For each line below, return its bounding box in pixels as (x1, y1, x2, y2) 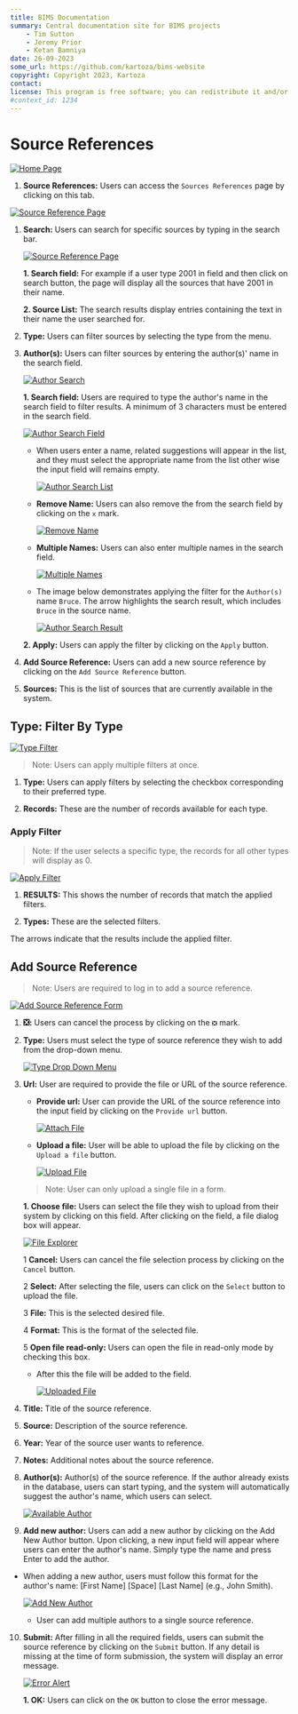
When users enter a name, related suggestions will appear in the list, (35, 445, 287, 456)
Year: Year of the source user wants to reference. (22, 1438, 205, 1448)
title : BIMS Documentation (10, 12, 110, 22)
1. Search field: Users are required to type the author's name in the (22, 392, 269, 403)
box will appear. (22, 1220, 82, 1231)
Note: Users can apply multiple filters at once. (31, 760, 200, 770)
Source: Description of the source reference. (22, 1421, 188, 1431)
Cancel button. (22, 1264, 76, 1275)
